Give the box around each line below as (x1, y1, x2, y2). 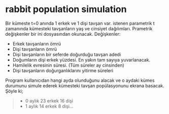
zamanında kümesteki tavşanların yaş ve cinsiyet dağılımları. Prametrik (5, 25, 153, 31)
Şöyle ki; (5, 88, 23, 94)
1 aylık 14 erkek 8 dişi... (25, 103, 74, 109)
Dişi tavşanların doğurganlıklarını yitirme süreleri (12, 67, 113, 74)
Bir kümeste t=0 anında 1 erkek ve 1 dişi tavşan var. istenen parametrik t (5, 20, 155, 26)
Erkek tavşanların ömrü (12, 40, 61, 46)
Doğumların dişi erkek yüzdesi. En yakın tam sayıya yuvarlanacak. (12, 56, 151, 63)
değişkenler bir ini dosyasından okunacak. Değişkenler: (5, 31, 121, 37)
